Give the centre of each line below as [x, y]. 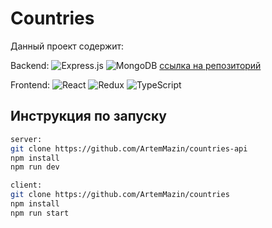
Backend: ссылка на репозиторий [136, 65]
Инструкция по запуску [88, 116]
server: [26, 139]
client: [26, 185]
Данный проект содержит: [67, 46]
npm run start [40, 213]
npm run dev [35, 167]
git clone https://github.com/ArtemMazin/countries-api [129, 148]
